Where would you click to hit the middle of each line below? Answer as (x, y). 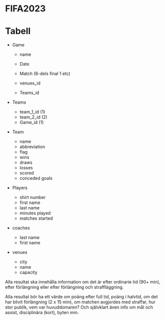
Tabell (18, 31)
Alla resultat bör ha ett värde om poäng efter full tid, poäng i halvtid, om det (82, 297)
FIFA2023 (25, 9)
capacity (29, 273)
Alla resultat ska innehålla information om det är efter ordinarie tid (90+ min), (83, 282)
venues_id (30, 83)
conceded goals (36, 178)
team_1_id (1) (32, 112)
